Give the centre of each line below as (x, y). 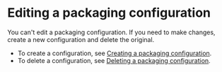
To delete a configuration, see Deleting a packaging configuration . (114, 60)
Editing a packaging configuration (109, 13)
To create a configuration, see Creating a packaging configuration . (115, 53)
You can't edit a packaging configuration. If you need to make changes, (111, 32)
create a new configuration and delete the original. (81, 39)
